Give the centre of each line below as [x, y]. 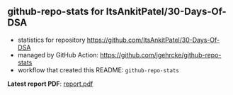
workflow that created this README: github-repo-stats [98, 69]
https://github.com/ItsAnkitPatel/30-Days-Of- [153, 40]
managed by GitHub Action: [58, 55]
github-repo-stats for [56, 12]
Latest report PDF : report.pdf [50, 84]
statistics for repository [51, 40]
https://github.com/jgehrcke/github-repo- [161, 55]
